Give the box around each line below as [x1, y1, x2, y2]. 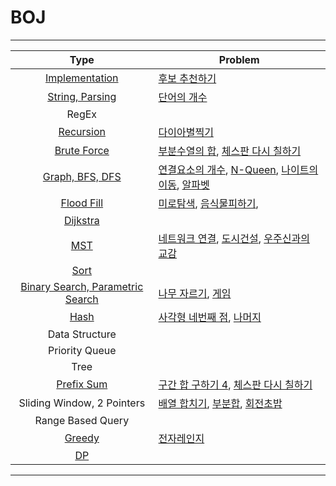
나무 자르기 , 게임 [158, 286, 232, 300]
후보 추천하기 [158, 71, 217, 85]
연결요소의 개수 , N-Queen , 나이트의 [158, 162, 319, 176]
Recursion [58, 124, 106, 138]
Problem [218, 52, 260, 66]
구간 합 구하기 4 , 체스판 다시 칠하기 [158, 377, 313, 391]
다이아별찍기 [158, 125, 214, 139]
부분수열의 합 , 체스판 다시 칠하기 [158, 144, 302, 158]
